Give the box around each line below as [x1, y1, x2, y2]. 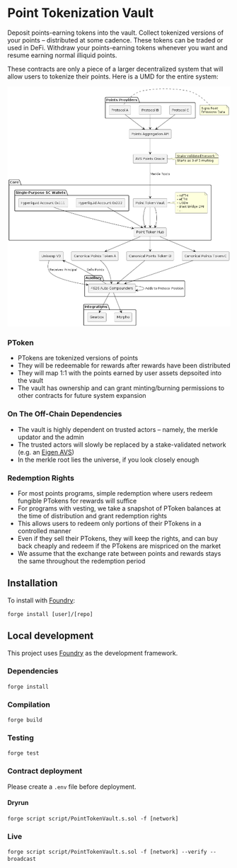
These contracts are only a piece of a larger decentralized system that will [7, 64, 224, 73]
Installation [7, 577, 58, 589]
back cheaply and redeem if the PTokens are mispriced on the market [17, 542, 221, 550]
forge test [7, 750, 40, 757]
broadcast [7, 855, 37, 863]
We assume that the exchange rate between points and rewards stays [17, 549, 221, 557]
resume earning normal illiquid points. [7, 51, 117, 59]
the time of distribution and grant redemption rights [17, 511, 168, 520]
